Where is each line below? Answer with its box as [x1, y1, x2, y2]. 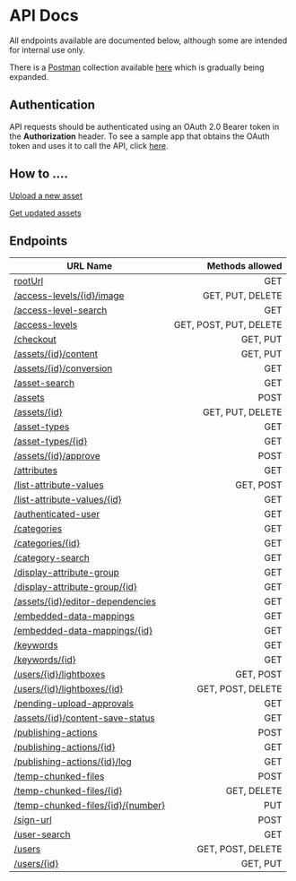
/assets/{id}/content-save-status [13, 712, 155, 724]
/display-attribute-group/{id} [13, 581, 137, 593]
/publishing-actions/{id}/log [13, 756, 132, 768]
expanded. [9, 71, 49, 82]
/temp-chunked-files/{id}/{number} [13, 799, 166, 812]
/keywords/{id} [13, 653, 76, 666]
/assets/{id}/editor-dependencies [13, 595, 157, 608]
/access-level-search [13, 304, 108, 316]
